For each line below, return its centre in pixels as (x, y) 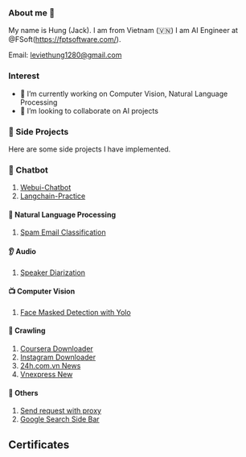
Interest (24, 76)
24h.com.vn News (50, 366)
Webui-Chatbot (45, 188)
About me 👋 (31, 13)
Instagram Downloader (58, 357)
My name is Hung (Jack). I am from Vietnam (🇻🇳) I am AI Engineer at (123, 31)
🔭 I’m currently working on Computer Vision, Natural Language (124, 93)
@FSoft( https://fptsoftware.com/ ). (65, 39)
